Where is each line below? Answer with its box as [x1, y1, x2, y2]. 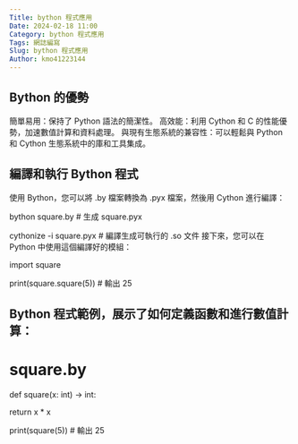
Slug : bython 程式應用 [9, 47, 89, 55]
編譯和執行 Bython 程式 [9, 166, 139, 182]
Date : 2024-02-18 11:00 [9, 21, 98, 30]
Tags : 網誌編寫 [9, 38, 61, 47]
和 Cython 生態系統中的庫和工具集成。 [9, 138, 150, 149]
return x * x [9, 406, 51, 417]
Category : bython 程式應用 [9, 30, 105, 38]
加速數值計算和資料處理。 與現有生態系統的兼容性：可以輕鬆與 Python [24, 126, 284, 137]
